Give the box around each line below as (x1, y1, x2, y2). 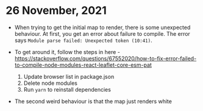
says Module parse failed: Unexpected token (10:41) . (14, 36, 153, 44)
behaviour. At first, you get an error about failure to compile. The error (14, 30, 190, 37)
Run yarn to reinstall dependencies (23, 86, 111, 93)
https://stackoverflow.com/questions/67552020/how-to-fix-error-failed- (14, 55, 197, 62)
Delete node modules (23, 79, 77, 87)
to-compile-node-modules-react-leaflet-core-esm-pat (14, 61, 152, 69)
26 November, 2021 (5, 4, 107, 18)
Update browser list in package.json (23, 73, 115, 80)
